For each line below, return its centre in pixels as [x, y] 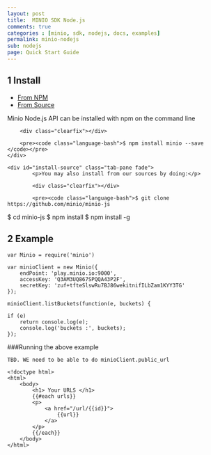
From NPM [33, 97]
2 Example [30, 239]
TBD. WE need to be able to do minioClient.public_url [88, 360]
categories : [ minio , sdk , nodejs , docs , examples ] [84, 33]
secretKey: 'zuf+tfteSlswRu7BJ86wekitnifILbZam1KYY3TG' [103, 285]
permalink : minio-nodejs [43, 40]
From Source [36, 104]
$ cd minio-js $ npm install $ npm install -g [69, 217]
